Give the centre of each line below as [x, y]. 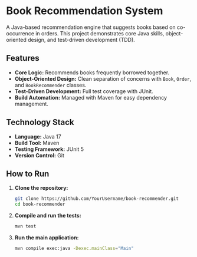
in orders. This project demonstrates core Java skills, [100, 33]
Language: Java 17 [38, 136]
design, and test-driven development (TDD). [81, 39]
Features [23, 58]
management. [32, 104]
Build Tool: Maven [37, 143]
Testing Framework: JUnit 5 [49, 149]
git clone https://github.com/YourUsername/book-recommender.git [96, 199]
